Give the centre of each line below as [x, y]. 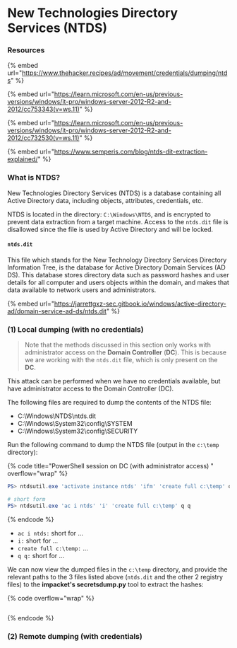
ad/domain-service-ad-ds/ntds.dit [57, 311]
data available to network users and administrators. [82, 290]
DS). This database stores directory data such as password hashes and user [118, 274]
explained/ [23, 159]
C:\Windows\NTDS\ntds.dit [57, 416]
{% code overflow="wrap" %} [51, 598]
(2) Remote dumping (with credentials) [75, 636]
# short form [26, 499]
